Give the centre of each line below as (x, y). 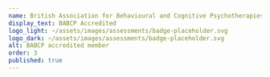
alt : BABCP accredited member (59, 46)
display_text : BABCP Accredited (62, 23)
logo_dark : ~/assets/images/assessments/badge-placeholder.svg (117, 38)
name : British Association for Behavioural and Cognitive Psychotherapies (136, 16)
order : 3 (23, 53)
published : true (35, 61)
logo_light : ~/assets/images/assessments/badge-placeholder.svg (118, 30)
